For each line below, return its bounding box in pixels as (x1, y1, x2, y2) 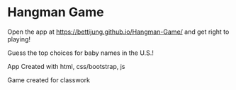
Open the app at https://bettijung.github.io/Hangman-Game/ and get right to (7, 27, 230, 36)
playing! (7, 34, 30, 43)
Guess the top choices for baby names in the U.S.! (7, 49, 154, 57)
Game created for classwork (7, 75, 91, 84)
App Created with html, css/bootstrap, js (7, 62, 125, 70)
